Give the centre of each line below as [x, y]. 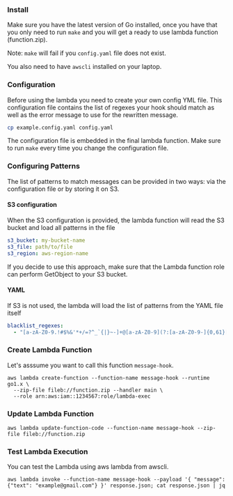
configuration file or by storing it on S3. [63, 189]
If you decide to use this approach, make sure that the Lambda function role [116, 267]
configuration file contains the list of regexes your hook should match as [111, 107]
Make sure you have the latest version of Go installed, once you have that [112, 25]
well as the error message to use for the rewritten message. [93, 115]
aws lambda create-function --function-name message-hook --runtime [109, 378]
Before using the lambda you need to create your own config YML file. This [115, 100]
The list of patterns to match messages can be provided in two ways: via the [116, 181]
